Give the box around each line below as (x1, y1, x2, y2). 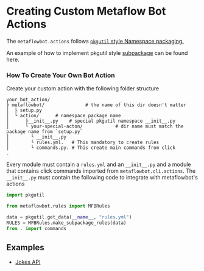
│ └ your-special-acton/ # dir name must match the (6, 123, 184, 129)
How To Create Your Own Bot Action (6, 71, 115, 79)
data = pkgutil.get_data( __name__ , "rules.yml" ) (6, 214, 132, 220)
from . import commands (6, 225, 67, 231)
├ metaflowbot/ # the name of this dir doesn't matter (6, 102, 187, 108)
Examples (6, 242, 44, 253)
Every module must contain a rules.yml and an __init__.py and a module (6, 161, 191, 168)
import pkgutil (6, 192, 45, 198)
